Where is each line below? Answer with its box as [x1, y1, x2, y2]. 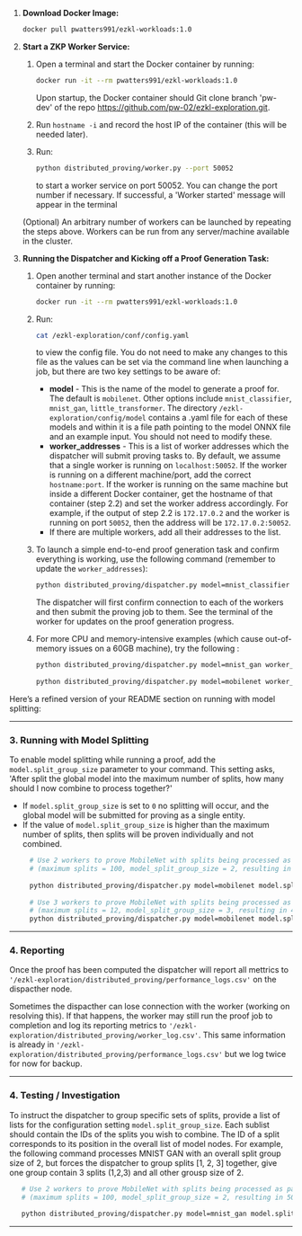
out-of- [264, 634, 292, 645]
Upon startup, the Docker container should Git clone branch [35, 92, 258, 102]
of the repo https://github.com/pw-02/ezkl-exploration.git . [54, 102, 271, 112]
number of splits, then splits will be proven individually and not [22, 829, 254, 840]
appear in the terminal [35, 199, 118, 209]
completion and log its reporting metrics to [9, 1020, 167, 1031]
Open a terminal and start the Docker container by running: [35, 58, 254, 69]
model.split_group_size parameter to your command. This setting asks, [9, 764, 276, 775]
